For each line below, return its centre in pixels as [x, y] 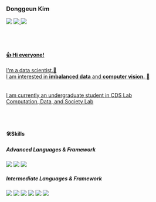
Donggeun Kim [28, 9]
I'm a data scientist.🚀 [31, 70]
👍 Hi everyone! [25, 55]
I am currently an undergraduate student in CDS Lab [69, 95]
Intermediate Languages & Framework [54, 179]
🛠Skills [16, 134]
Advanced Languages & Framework [51, 149]
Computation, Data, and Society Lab [50, 101]
